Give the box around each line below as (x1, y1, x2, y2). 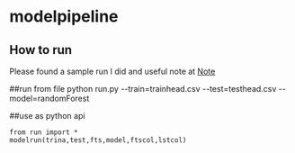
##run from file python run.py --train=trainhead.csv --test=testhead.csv (9, 84, 277, 94)
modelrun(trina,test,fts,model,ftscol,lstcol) (9, 136, 187, 145)
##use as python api (9, 111, 85, 121)
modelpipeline (9, 6, 119, 27)
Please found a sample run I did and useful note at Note (9, 66, 216, 76)
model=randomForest (9, 93, 90, 103)
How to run (9, 42, 73, 58)
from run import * (9, 128, 78, 137)
